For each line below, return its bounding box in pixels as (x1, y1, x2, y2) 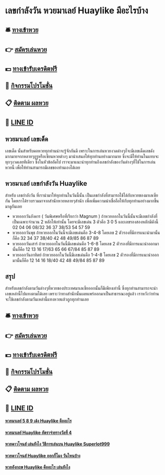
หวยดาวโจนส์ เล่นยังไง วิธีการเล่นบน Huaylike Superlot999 (5, 441, 110, 447)
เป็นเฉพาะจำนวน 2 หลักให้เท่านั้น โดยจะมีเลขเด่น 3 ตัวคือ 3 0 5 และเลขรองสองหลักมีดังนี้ (12, 219, 159, 225)
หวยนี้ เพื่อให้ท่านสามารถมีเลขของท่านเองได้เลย (5, 164, 80, 170)
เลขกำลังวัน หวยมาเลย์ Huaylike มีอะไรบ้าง (5, 5, 149, 16)
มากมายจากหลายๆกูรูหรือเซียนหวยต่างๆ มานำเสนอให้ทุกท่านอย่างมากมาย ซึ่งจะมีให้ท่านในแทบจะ (5, 154, 159, 159)
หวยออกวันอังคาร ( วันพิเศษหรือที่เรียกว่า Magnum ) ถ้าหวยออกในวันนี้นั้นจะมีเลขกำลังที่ (12, 213, 158, 219)
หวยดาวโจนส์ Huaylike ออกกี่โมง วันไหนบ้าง (5, 452, 80, 459)
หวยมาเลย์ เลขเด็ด (5, 135, 48, 143)
